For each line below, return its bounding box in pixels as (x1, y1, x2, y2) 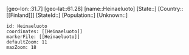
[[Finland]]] (6, 11, 35, 19)
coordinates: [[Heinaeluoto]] (6, 28, 83, 34)
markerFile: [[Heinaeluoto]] (6, 34, 80, 40)
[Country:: (157, 5, 184, 12)
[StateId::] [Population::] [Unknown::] (35, 11, 128, 19)
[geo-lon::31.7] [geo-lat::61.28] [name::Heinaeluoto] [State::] (6, 5, 157, 12)
